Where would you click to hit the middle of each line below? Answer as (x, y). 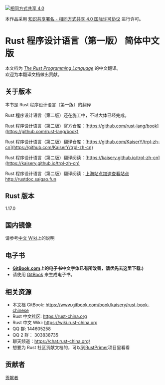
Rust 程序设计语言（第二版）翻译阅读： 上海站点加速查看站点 (67, 173)
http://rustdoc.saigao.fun (31, 179)
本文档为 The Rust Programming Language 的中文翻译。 (63, 68)
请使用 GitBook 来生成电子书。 (44, 275)
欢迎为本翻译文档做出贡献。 (34, 74)
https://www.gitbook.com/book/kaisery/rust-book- (97, 305)
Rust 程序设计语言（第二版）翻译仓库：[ (46, 142)
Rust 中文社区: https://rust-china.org (50, 316)
